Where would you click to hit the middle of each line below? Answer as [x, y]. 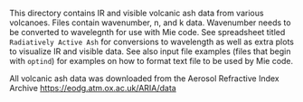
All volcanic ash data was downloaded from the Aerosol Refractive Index [144, 79]
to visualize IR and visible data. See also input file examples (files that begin [150, 51]
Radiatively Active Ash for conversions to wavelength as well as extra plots [151, 42]
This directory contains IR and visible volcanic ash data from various [137, 13]
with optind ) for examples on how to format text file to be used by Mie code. [151, 61]
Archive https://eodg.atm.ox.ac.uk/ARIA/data [93, 88]
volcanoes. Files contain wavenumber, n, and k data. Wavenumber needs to [150, 23]
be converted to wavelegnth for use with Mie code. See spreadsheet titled [147, 32]
